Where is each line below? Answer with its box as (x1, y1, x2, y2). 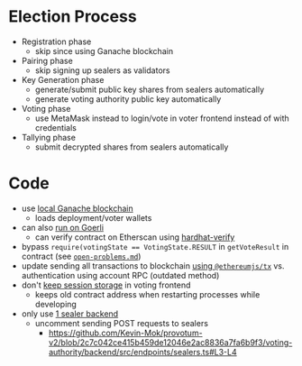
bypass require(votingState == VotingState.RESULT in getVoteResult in (21, 241, 289, 252)
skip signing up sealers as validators (34, 65, 170, 76)
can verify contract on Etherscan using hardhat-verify (34, 232, 235, 242)
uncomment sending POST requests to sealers (34, 317, 209, 328)
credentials (34, 122, 78, 133)
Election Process (8, 6, 137, 27)
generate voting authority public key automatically (34, 93, 222, 105)
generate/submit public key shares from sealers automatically (34, 84, 265, 95)
